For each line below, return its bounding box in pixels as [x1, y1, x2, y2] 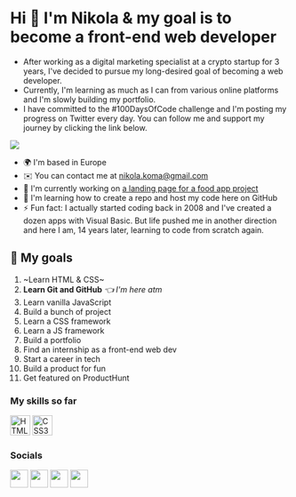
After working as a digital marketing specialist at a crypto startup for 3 [22, 56, 280, 67]
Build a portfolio [22, 334, 82, 345]
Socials [10, 449, 43, 461]
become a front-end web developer [10, 27, 277, 47]
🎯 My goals [10, 251, 74, 266]
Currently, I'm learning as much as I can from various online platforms [22, 84, 279, 95]
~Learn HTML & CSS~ [22, 274, 105, 285]
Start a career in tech [22, 353, 101, 364]
